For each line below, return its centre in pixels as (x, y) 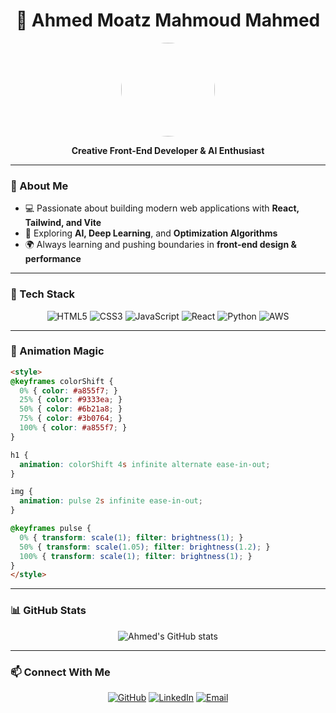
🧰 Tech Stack (43, 294)
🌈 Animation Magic (57, 351)
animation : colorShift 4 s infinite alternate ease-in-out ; (145, 464)
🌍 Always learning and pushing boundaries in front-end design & (160, 245)
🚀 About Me (39, 186)
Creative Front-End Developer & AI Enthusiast (168, 150)
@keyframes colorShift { (62, 381)
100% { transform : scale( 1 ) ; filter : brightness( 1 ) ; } (136, 556)
